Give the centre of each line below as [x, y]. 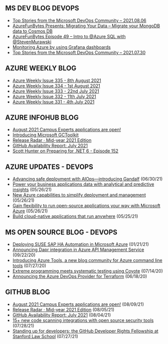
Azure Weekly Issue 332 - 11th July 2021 [54, 96]
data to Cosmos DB [32, 31]
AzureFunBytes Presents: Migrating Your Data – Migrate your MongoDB [86, 26]
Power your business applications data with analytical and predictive [83, 184]
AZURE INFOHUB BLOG [42, 118]
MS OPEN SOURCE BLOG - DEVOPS [61, 232]
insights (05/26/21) [32, 190]
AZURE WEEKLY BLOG [41, 68]
